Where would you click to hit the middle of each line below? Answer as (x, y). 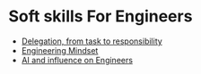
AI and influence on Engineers (77, 60)
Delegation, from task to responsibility (92, 41)
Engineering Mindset (60, 50)
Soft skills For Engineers (100, 16)
